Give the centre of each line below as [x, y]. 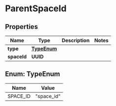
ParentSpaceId [36, 9]
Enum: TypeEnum [33, 74]
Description [76, 40]
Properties [22, 27]
